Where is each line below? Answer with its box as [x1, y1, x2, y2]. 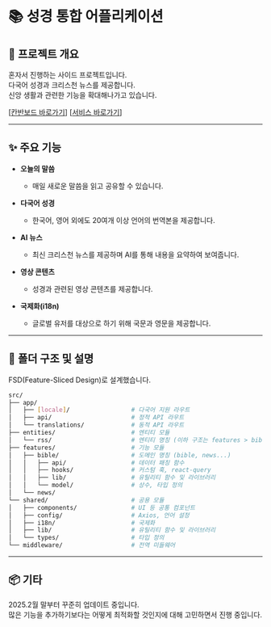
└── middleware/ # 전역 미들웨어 [8, 541, 176, 549]
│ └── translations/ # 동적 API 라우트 [8, 421, 185, 429]
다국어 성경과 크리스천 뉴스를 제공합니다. [8, 80, 135, 90]
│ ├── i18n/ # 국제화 [8, 519, 156, 527]
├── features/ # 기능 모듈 [8, 444, 165, 452]
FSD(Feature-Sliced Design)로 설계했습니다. [8, 375, 152, 385]
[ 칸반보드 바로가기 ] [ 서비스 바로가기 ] [8, 107, 123, 117]
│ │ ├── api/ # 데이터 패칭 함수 [8, 458, 185, 467]
